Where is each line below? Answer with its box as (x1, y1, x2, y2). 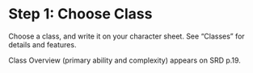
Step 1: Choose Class (8, 5, 153, 23)
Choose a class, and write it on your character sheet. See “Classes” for (8, 31, 245, 41)
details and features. (8, 39, 77, 49)
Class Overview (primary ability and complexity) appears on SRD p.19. (8, 55, 241, 65)
